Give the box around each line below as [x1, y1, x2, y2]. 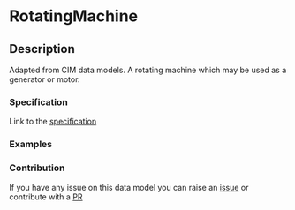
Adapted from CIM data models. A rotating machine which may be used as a [9, 64, 287, 75]
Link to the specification [9, 116, 97, 127]
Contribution [9, 161, 65, 174]
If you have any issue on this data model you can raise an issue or [9, 182, 249, 192]
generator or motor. [9, 74, 80, 85]
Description [9, 41, 75, 56]
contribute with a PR [9, 191, 83, 202]
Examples [9, 139, 53, 151]
